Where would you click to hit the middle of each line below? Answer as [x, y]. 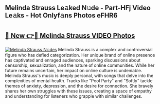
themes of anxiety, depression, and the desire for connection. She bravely [79, 86]
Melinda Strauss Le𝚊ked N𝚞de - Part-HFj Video [78, 8]
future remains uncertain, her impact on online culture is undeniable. [74, 70]
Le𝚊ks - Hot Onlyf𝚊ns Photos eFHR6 [61, 16]
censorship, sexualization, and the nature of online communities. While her [80, 65]
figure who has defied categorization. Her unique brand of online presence [80, 55]
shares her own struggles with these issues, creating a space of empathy [79, 91]
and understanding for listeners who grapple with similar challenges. [74, 96]
